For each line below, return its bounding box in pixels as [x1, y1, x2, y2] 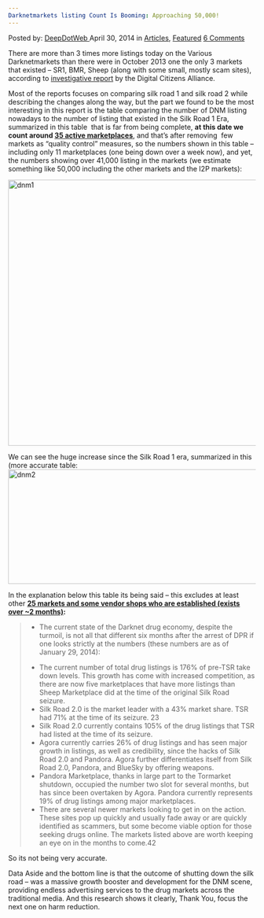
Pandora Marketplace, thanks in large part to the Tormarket [38, 771, 232, 780]
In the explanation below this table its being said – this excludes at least [8, 590, 240, 599]
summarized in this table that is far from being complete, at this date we [8, 122, 244, 131]
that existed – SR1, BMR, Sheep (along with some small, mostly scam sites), [8, 65, 252, 75]
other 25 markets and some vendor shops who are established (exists [8, 599, 240, 608]
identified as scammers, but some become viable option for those [38, 821, 253, 831]
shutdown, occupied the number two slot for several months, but [38, 780, 249, 789]
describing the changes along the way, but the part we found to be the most [8, 97, 255, 106]
